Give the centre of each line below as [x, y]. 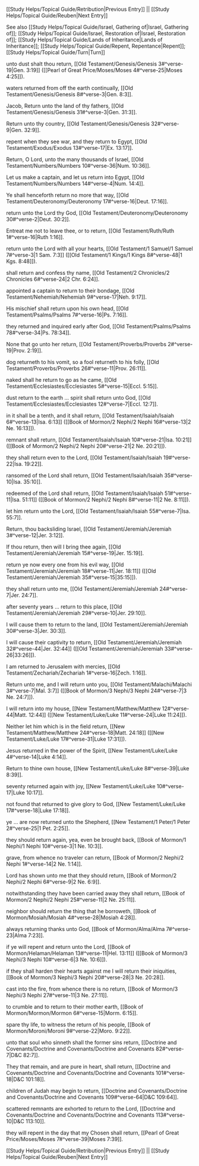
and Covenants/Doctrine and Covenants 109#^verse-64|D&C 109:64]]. [92, 1097]
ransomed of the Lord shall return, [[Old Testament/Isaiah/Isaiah [85, 475]
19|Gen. [15, 70]
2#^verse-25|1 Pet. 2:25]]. [38, 828]
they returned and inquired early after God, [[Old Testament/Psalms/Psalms [99, 326]
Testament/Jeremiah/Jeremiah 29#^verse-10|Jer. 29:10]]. [76, 613]
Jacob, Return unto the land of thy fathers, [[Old [65, 106]
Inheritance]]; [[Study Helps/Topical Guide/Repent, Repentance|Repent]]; [96, 46]
